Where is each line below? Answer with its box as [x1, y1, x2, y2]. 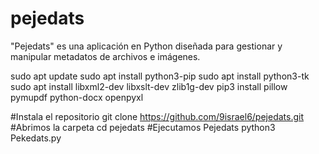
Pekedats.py [10, 132, 62, 144]
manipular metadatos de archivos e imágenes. [10, 50, 201, 62]
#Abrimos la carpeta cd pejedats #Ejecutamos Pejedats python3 [10, 121, 276, 133]
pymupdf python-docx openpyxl [10, 91, 144, 103]
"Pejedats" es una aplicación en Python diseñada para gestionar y [10, 40, 283, 52]
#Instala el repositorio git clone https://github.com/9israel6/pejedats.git [10, 110, 305, 122]
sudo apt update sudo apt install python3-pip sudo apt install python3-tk [10, 70, 310, 82]
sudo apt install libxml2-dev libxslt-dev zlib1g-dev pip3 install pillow [10, 80, 288, 92]
